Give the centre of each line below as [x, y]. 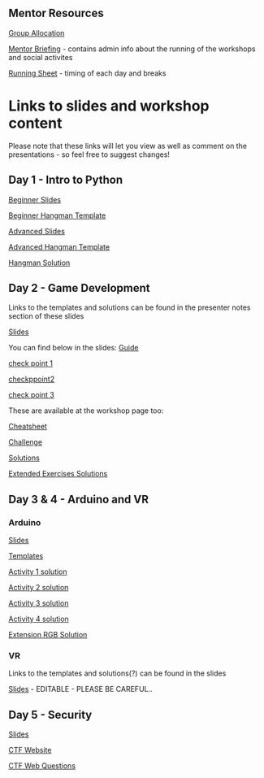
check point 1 [30, 363]
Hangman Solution [39, 263]
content [35, 123]
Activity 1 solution [38, 572]
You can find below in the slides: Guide [74, 348]
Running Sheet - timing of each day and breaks [87, 73]
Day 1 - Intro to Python [66, 180]
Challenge [26, 442]
